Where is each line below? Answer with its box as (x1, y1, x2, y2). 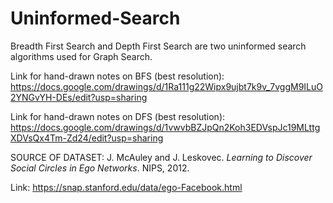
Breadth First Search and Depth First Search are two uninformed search (10, 40, 307, 52)
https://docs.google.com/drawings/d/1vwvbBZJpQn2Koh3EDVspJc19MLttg (10, 121, 321, 133)
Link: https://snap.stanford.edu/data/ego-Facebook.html (10, 181, 243, 193)
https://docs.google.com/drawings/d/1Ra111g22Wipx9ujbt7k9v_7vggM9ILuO (10, 80, 324, 92)
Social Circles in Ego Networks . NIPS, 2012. (10, 162, 190, 174)
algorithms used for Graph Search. (10, 50, 153, 62)
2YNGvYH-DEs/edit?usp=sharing (10, 91, 148, 103)
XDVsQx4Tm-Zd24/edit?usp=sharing (10, 132, 164, 144)
